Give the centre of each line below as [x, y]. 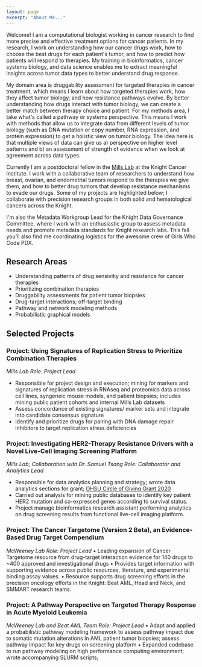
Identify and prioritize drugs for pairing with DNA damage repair [94, 422]
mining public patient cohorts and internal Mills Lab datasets [90, 402]
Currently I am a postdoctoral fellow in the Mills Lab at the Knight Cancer [96, 167]
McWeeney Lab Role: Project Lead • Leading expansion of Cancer [88, 551]
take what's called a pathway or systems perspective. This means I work [96, 117]
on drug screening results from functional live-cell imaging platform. [100, 514]
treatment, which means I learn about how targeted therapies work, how [96, 91]
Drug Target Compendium [65, 537]
